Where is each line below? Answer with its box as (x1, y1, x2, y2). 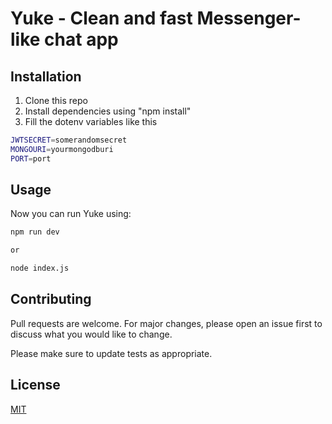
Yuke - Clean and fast (10, 7, 193, 30)
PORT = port (10, 153, 52, 164)
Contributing (10, 291, 92, 308)
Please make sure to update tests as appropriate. (10, 347, 213, 359)
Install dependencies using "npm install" (24, 105, 192, 117)
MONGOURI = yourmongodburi (10, 144, 114, 154)
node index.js (10, 263, 70, 274)
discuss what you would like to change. (10, 328, 173, 340)
